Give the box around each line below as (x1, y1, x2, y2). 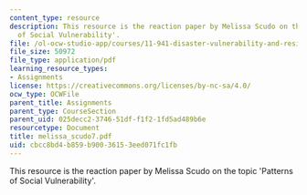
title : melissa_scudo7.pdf (9, 132, 112, 141)
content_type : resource (9, 13, 101, 23)
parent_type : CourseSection (9, 107, 117, 116)
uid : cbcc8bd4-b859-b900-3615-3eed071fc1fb (9, 140, 178, 149)
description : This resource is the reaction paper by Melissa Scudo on (9, 22, 288, 31)
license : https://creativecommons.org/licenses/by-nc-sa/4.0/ (9, 81, 251, 90)
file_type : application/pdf (9, 56, 117, 65)
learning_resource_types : (9, 65, 108, 74)
